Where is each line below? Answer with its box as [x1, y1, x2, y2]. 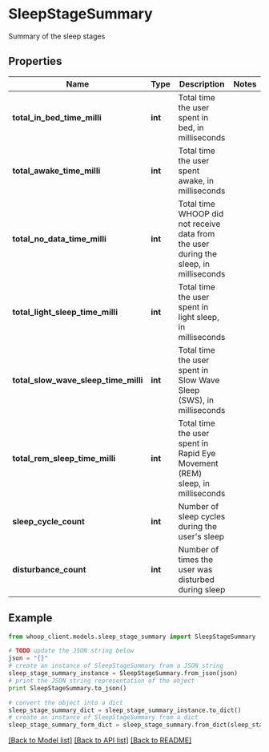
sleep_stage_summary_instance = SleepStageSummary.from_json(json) [8, 669, 239, 677]
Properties [8, 55, 62, 68]
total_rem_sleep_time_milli [12, 452, 116, 463]
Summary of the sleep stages [8, 31, 106, 41]
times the [178, 554, 214, 565]
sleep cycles [178, 511, 226, 522]
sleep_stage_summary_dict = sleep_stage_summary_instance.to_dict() [8, 706, 242, 714]
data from [178, 228, 215, 239]
